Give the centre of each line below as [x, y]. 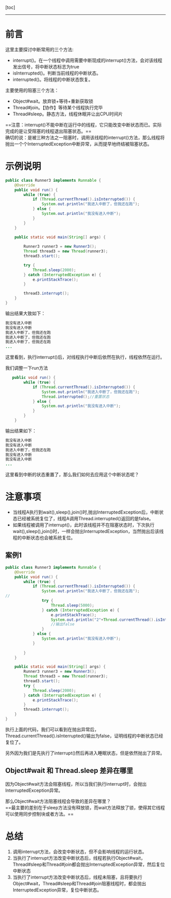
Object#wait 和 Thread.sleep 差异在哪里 [69, 771]
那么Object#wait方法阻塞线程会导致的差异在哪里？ [58, 801]
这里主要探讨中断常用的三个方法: [39, 49]
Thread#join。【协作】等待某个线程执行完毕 [58, 107]
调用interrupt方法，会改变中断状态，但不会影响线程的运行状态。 [80, 852]
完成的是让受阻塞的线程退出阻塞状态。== [48, 131]
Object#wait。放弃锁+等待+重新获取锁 [53, 101]
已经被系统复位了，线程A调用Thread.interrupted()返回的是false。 [85, 519]
